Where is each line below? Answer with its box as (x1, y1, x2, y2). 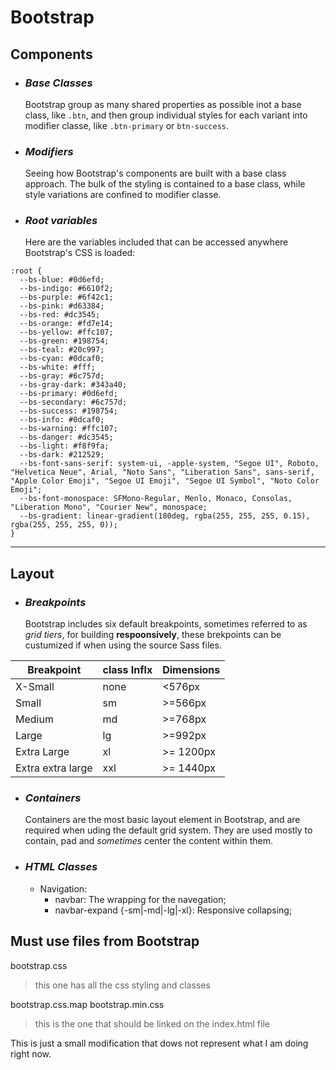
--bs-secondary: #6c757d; (19, 397, 128, 408)
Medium (15, 712, 54, 726)
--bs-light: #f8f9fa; (19, 441, 110, 451)
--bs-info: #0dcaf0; (19, 415, 105, 425)
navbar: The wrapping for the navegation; (54, 893, 227, 905)
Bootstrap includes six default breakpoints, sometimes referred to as (24, 618, 308, 630)
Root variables (24, 214, 98, 228)
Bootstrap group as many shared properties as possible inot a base (24, 98, 302, 110)
